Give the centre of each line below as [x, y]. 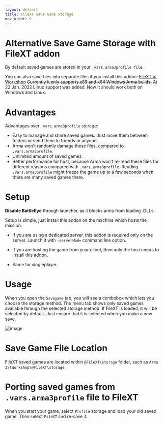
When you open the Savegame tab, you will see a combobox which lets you [80, 298]
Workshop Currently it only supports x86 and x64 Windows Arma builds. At [81, 82]
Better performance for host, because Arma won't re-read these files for [85, 162]
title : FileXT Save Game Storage [39, 14]
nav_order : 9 [18, 19]
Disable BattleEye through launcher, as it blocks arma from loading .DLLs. [80, 211]
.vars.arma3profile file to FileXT [72, 398]
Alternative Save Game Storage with [81, 43]
